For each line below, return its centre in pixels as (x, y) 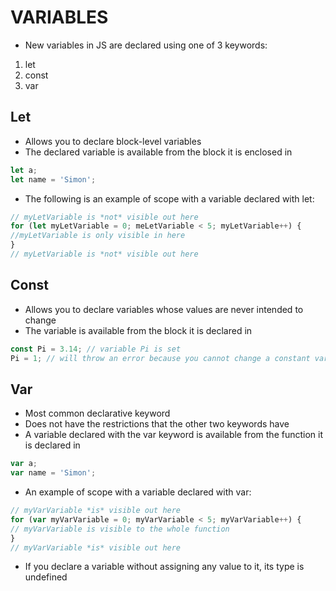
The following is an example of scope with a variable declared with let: (169, 198)
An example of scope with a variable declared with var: (138, 492)
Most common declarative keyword (97, 413)
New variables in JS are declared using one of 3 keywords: (146, 45)
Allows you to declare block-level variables (113, 141)
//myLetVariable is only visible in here (98, 236)
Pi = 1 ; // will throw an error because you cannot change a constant (160, 358)
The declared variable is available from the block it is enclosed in (158, 152)
